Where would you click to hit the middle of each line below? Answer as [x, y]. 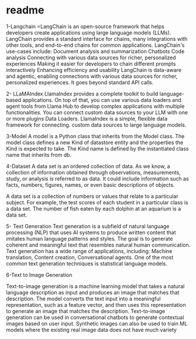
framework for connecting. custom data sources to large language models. [96, 125]
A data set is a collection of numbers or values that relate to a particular [92, 196]
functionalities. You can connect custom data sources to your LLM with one [97, 112]
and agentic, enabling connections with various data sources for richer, [92, 76]
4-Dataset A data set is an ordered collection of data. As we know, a [88, 166]
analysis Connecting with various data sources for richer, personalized [91, 57]
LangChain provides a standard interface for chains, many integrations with [97, 39]
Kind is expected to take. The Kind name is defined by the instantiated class [97, 148]
